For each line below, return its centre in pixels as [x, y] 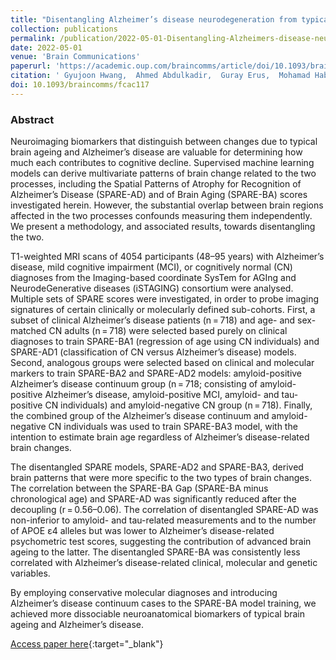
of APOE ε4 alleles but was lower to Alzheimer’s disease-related [142, 531]
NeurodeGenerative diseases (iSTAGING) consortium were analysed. [152, 288]
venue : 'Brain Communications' [75, 57]
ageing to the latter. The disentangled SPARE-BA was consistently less [155, 552]
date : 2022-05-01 [46, 47]
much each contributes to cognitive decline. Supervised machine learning [162, 163]
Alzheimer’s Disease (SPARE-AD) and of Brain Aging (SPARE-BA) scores [159, 195]
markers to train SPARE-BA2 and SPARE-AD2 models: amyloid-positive [156, 373]
